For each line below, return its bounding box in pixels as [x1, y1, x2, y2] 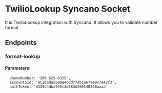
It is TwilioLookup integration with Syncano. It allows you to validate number [5, 19, 158, 25]
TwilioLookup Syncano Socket [5, 3, 131, 15]
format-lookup [5, 53, 40, 60]
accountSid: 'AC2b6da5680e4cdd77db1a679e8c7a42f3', [9, 80, 117, 85]
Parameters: [5, 65, 31, 71]
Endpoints [5, 39, 37, 47]
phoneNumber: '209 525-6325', [9, 76, 71, 81]
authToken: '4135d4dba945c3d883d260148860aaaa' [9, 84, 108, 89]
